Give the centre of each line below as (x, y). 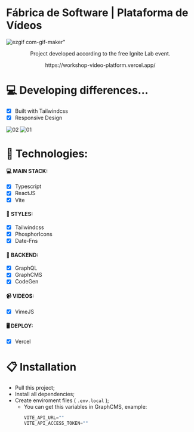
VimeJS (24, 311)
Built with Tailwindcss (41, 111)
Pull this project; (35, 387)
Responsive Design (39, 118)
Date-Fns (26, 240)
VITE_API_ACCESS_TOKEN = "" (56, 423)
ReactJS (25, 193)
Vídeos (24, 25)
